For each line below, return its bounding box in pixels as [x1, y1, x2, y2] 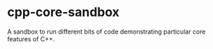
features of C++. [7, 34, 55, 43]
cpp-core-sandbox [7, 4, 120, 20]
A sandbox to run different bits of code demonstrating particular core [7, 27, 206, 36]
